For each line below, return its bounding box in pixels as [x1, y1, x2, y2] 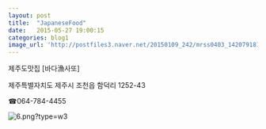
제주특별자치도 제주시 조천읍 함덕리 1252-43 [8, 81, 146, 90]
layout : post [8, 11, 51, 20]
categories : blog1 [8, 33, 69, 42]
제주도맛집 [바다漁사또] [8, 64, 81, 74]
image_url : [8, 41, 44, 49]
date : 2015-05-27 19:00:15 [8, 26, 104, 34]
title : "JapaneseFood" [8, 19, 87, 27]
